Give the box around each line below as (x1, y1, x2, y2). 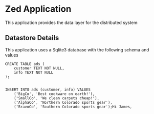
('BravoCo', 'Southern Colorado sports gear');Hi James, (14, 104, 132, 109)
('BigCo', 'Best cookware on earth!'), (14, 91, 95, 96)
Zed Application (5, 3, 72, 15)
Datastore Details (5, 34, 59, 42)
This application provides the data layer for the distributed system (5, 20, 138, 25)
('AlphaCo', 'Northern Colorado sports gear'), (14, 100, 112, 105)
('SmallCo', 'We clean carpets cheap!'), (14, 95, 99, 101)
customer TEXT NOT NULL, (14, 66, 65, 70)
